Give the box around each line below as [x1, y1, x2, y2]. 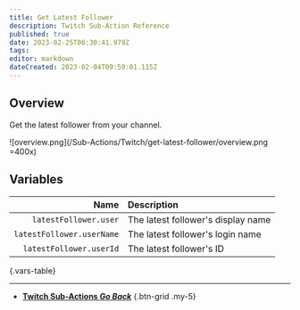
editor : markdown [9, 54, 74, 63]
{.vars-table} [9, 265, 56, 276]
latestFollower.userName [13, 229, 120, 239]
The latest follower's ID [128, 242, 225, 255]
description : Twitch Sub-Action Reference [9, 21, 170, 30]
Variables [9, 172, 64, 187]
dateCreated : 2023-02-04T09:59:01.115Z [9, 63, 158, 72]
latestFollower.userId [22, 243, 120, 254]
